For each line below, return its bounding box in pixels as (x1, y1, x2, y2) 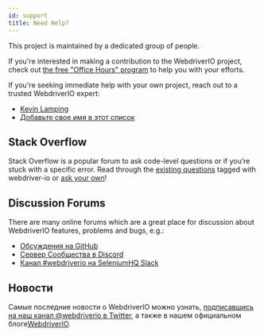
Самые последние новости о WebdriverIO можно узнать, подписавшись (8, 302, 254, 311)
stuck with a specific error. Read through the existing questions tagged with (8, 164, 257, 175)
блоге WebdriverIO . (8, 319, 72, 328)
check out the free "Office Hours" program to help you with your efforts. (8, 64, 245, 74)
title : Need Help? (8, 19, 69, 27)
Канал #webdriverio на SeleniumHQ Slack (19, 258, 159, 268)
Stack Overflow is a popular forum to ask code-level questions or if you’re (8, 156, 250, 166)
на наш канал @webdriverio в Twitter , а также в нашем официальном (8, 311, 242, 320)
